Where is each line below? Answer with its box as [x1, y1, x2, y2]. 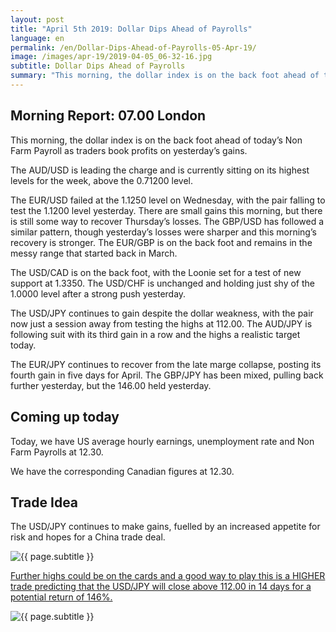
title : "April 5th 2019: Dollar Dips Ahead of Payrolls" [10, 24, 253, 34]
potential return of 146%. [10, 591, 113, 603]
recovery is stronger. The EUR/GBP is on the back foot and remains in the [10, 236, 313, 248]
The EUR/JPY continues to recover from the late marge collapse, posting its [10, 358, 322, 370]
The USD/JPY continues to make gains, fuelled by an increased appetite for [10, 521, 321, 533]
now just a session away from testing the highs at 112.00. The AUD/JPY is [10, 317, 313, 330]
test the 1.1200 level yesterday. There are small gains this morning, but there [10, 204, 323, 216]
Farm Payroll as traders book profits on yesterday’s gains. [10, 144, 248, 156]
